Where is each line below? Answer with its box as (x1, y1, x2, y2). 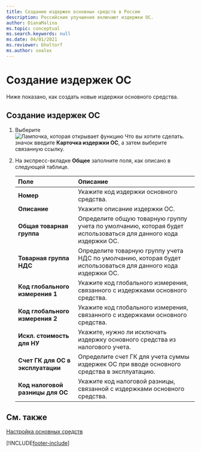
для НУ (17, 339, 40, 347)
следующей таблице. (14, 163, 69, 170)
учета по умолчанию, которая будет (77, 222, 184, 230)
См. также (6, 412, 48, 422)
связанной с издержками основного (77, 385, 184, 393)
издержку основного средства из (77, 335, 176, 343)
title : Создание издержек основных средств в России (6, 8, 141, 15)
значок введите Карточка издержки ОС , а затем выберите (14, 139, 167, 146)
